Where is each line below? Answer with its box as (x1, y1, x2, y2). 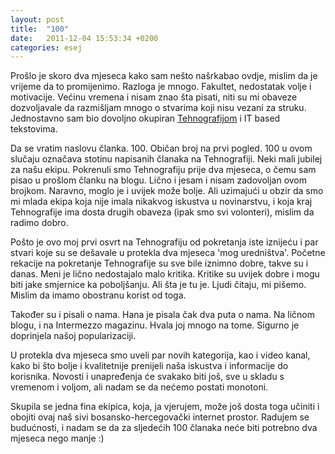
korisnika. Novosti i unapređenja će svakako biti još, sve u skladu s (10, 371, 285, 383)
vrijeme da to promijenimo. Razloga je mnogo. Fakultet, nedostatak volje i (10, 81, 312, 93)
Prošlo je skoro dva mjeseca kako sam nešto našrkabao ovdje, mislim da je (10, 70, 318, 82)
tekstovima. (10, 123, 58, 135)
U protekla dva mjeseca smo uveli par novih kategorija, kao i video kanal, (10, 349, 311, 361)
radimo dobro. (10, 217, 69, 229)
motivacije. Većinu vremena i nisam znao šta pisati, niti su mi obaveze (10, 91, 298, 103)
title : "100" (10, 24, 70, 34)
